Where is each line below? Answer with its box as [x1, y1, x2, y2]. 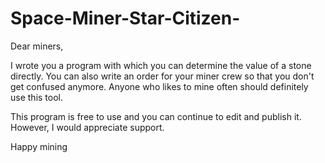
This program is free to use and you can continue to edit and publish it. [10, 110, 302, 122]
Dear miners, [10, 40, 64, 52]
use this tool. [10, 91, 63, 103]
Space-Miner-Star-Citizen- [10, 7, 241, 30]
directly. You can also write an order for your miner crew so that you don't [10, 70, 315, 82]
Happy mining [10, 140, 68, 152]
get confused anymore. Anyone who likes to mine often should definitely [10, 80, 309, 92]
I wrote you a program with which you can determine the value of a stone [10, 59, 312, 71]
